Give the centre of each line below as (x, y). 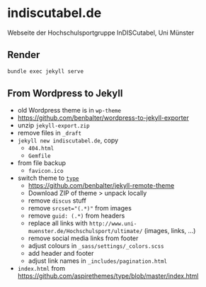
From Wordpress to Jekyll (65, 94)
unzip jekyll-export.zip (53, 125)
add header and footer (61, 254)
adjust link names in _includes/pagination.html (98, 261)
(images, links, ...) (170, 231)
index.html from (41, 269)
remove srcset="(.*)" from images (80, 208)
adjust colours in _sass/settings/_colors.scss (96, 246)
